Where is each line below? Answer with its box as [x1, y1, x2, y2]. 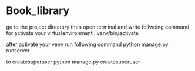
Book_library [6, 4, 70, 17]
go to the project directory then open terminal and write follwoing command [6, 23, 190, 30]
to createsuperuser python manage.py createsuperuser [6, 58, 140, 65]
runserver [6, 47, 30, 54]
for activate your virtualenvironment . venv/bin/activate [6, 29, 139, 36]
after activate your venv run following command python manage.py [6, 41, 169, 48]
